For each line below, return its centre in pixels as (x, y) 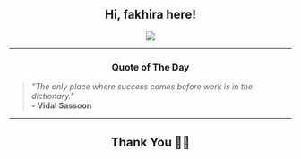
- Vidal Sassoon (61, 105)
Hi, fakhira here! (150, 15)
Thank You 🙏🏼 (150, 142)
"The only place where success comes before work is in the (142, 87)
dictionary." (52, 96)
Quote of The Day (150, 67)
